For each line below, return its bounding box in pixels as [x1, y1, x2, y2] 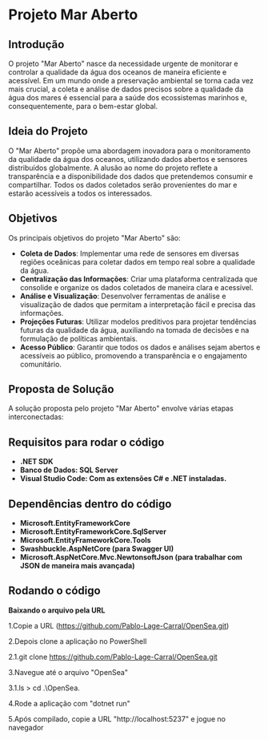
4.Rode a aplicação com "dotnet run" [8, 698, 130, 708]
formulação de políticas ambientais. [19, 334, 138, 343]
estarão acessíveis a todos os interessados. [8, 188, 153, 198]
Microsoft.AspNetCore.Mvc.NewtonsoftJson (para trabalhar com [19, 552, 242, 562]
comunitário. [19, 359, 62, 369]
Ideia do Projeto [8, 124, 88, 138]
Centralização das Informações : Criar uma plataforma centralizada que [19, 274, 258, 284]
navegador [8, 722, 44, 732]
